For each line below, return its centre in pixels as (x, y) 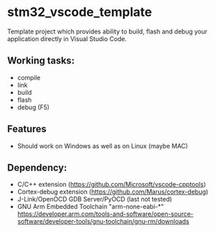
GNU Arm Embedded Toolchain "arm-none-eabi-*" (90, 207)
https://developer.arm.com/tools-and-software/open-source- (105, 214)
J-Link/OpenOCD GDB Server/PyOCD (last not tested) (95, 199)
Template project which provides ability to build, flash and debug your (107, 31)
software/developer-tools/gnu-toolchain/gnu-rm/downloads (103, 222)
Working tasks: (41, 61)
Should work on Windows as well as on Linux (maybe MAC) (103, 146)
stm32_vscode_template (80, 12)
